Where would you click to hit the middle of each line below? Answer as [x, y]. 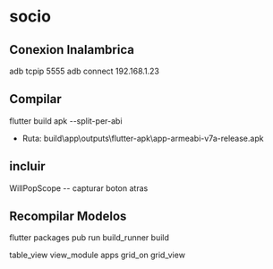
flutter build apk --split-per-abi [66, 121]
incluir [28, 166]
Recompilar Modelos [68, 217]
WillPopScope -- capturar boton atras [79, 188]
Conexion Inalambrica [72, 50]
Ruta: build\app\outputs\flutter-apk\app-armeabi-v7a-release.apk [143, 138]
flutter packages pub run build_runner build [90, 238]
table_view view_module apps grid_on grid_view [98, 255]
